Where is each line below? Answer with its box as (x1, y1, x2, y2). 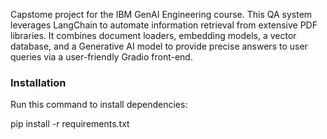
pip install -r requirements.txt (10, 118, 130, 130)
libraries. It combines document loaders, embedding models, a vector (10, 30, 297, 41)
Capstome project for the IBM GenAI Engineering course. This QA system (10, 9, 313, 20)
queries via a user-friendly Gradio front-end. (10, 51, 193, 63)
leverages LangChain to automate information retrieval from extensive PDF (10, 19, 318, 31)
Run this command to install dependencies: (10, 99, 188, 111)
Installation (10, 75, 67, 89)
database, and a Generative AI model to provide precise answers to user (10, 40, 308, 52)
